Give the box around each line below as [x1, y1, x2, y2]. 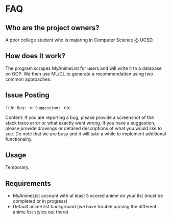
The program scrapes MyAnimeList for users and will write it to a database [5, 65, 162, 71]
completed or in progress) [12, 198, 68, 204]
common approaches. [5, 76, 52, 82]
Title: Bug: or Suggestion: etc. [5, 104, 72, 110]
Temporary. [5, 164, 30, 170]
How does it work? [5, 52, 66, 60]
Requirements [5, 179, 51, 188]
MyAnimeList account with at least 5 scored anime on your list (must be [12, 192, 163, 199]
